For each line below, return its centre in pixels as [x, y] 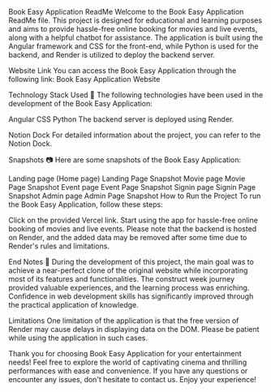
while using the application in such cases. [78, 338]
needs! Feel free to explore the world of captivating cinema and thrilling [128, 362]
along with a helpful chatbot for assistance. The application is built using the [136, 37]
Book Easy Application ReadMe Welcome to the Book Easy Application [126, 12]
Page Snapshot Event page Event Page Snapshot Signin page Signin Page [132, 187]
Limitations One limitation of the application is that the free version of [124, 321]
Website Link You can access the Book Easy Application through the [123, 71]
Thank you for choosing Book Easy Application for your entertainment [125, 353]
